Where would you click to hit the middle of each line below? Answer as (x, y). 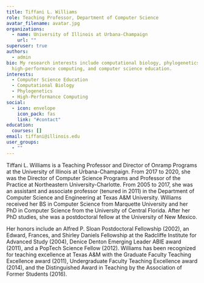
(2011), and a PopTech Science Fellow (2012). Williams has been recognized (101, 248)
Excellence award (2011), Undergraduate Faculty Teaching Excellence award (102, 261)
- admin (22, 57)
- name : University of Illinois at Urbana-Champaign (80, 35)
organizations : (25, 29)
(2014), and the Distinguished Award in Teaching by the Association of (94, 267)
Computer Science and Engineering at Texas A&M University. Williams (94, 197)
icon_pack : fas (36, 114)
